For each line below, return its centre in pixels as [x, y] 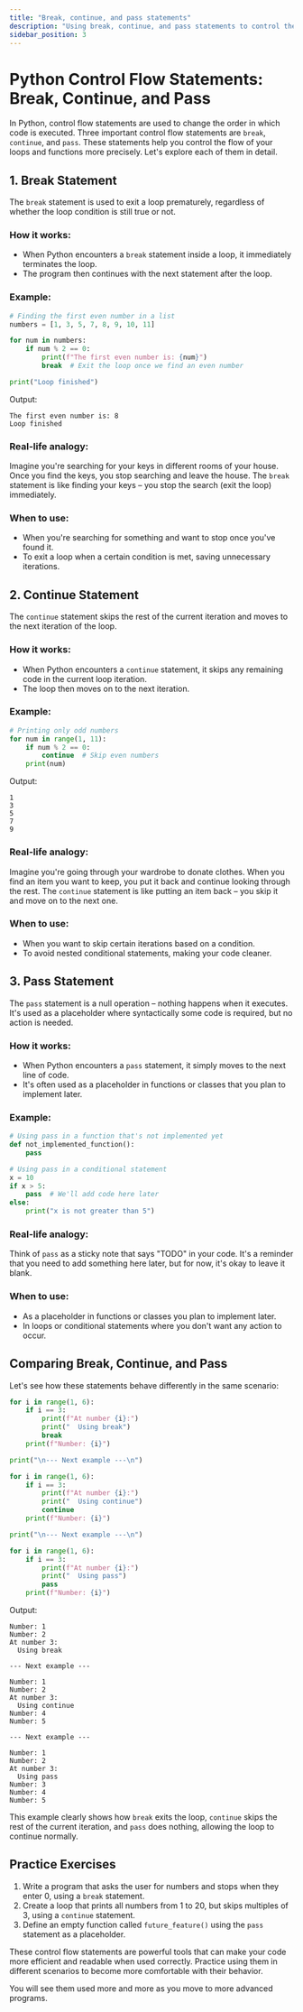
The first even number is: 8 [64, 416]
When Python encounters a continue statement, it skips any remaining [153, 669]
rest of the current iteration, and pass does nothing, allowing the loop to [142, 1827]
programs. [28, 1998]
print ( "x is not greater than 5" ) [90, 1211]
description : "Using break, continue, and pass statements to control [145, 26]
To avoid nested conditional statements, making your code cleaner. [147, 953]
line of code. [46, 1075]
